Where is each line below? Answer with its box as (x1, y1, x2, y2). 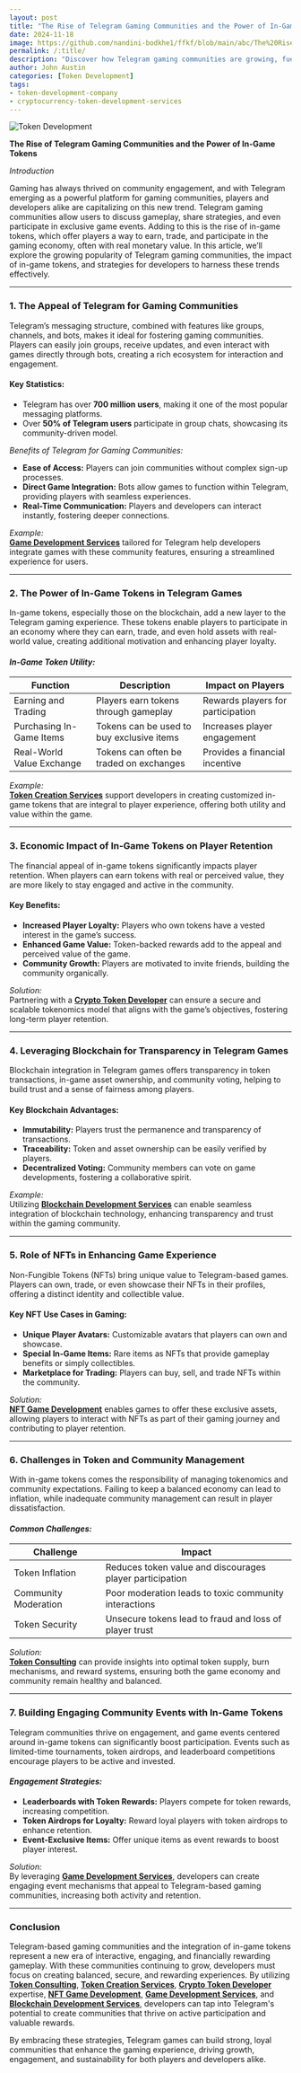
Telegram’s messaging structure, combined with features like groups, (9, 320, 264, 331)
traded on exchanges (95, 757, 185, 770)
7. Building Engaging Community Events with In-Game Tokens (9, 1707, 284, 1719)
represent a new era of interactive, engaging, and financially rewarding (9, 1951, 271, 1962)
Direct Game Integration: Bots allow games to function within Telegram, (21, 481, 289, 492)
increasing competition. (21, 1805, 110, 1816)
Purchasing (13, 720, 62, 733)
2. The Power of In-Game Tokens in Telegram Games (9, 587, 243, 599)
